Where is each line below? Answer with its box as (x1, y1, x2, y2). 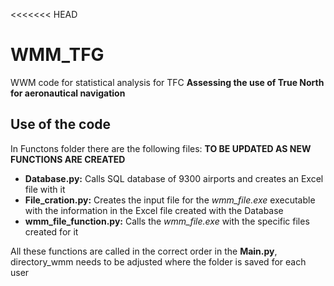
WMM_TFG (10, 44, 105, 66)
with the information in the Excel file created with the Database (24, 204, 284, 216)
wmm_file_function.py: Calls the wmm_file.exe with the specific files (24, 215, 310, 227)
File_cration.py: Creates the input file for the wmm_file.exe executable (24, 194, 316, 206)
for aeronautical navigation (10, 87, 126, 99)
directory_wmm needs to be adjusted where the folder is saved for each (10, 255, 307, 268)
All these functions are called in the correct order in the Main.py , (10, 245, 278, 257)
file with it (24, 183, 66, 195)
